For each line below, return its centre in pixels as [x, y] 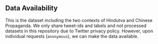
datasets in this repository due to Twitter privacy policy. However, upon [79, 31]
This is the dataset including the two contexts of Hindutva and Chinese [79, 20]
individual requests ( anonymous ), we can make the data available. [72, 36]
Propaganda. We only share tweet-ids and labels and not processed [76, 25]
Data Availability [32, 8]
